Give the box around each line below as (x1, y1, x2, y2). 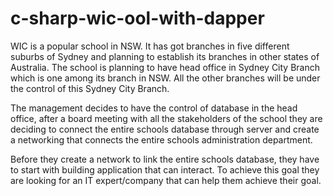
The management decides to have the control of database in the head (10, 102, 298, 114)
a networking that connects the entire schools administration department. (10, 133, 313, 146)
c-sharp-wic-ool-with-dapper (10, 7, 265, 30)
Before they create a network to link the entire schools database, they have (10, 153, 320, 165)
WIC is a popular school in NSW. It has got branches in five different (10, 40, 290, 52)
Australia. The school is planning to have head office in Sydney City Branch (10, 61, 321, 73)
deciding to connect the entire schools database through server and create (10, 123, 320, 135)
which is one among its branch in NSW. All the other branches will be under (10, 72, 321, 84)
